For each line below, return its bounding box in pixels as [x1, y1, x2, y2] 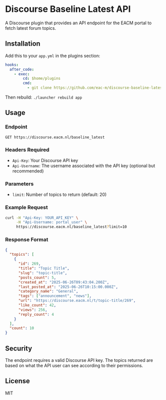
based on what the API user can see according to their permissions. [5, 362, 143, 368]
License [5, 377, 30, 385]
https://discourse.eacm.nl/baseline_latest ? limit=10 [16, 225, 127, 229]
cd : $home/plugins [23, 76, 61, 81]
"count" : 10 [9, 326, 35, 331]
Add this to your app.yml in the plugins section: [5, 53, 100, 58]
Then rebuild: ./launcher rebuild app [5, 94, 83, 100]
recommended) [12, 168, 44, 174]
